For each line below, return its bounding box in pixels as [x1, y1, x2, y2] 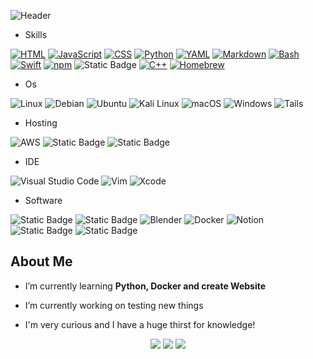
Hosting [24, 117, 58, 129]
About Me [10, 253, 73, 270]
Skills [24, 29, 48, 40]
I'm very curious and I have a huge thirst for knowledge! [24, 318, 256, 330]
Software [24, 195, 63, 206]
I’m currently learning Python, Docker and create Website [24, 280, 267, 292]
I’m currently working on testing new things [24, 299, 204, 311]
